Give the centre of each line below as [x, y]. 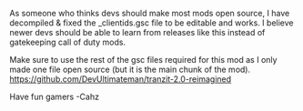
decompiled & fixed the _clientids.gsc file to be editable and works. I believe [151, 23]
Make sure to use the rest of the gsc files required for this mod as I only [143, 60]
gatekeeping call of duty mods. [67, 42]
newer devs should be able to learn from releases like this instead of [137, 32]
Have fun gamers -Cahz [55, 96]
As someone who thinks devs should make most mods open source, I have [150, 13]
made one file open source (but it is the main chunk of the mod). [130, 69]
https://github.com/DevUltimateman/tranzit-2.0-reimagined [121, 79]
